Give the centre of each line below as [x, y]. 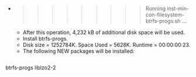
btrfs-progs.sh [163, 21]
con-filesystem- [165, 15]
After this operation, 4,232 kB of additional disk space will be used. [104, 32]
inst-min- [178, 9]
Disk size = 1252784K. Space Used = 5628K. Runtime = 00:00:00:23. [107, 45]
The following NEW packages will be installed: [78, 51]
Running [156, 9]
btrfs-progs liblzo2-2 [31, 68]
